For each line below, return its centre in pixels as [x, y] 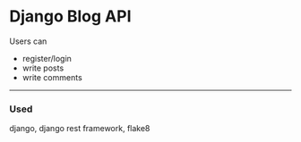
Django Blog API [70, 17]
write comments [52, 77]
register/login [47, 58]
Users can [28, 41]
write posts [43, 68]
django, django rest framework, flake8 [80, 129]
